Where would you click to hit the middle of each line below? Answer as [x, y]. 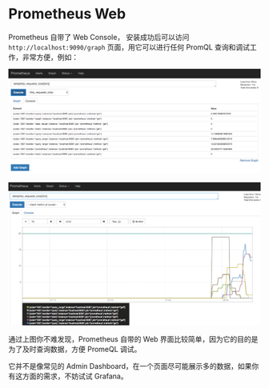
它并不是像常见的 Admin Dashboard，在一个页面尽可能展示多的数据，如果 [130, 366]
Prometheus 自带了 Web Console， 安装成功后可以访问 [99, 37]
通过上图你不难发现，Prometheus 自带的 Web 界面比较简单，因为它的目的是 [133, 339]
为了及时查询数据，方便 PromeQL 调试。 [75, 350]
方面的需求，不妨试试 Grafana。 [75, 376]
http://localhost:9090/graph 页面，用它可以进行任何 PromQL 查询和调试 [129, 47]
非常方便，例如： [50, 57]
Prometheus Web [67, 14]
